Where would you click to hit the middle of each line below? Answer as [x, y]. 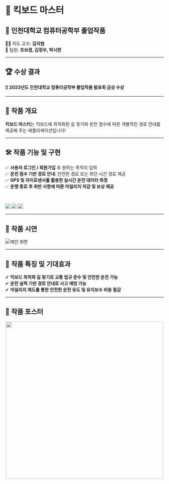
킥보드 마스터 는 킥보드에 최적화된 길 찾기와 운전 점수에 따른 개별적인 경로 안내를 [83, 124]
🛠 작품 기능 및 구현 [33, 152]
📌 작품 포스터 [24, 312]
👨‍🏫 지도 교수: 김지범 [25, 44]
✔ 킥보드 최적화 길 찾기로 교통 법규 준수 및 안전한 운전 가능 [62, 277]
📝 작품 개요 [21, 111]
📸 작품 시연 [21, 229]
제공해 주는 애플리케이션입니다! [36, 130]
